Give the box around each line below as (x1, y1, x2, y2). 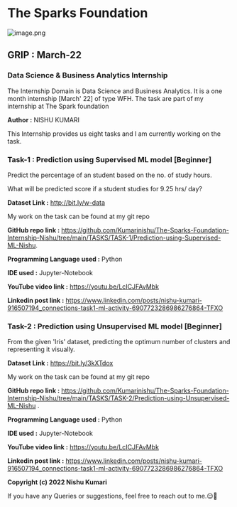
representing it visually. (7, 345, 76, 353)
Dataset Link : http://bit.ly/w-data (7, 198, 105, 207)
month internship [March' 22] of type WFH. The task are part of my (7, 94, 204, 102)
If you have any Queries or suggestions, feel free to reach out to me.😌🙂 (7, 492, 218, 501)
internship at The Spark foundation (7, 102, 109, 110)
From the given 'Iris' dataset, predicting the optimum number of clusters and (7, 338, 231, 346)
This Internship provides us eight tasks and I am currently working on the (7, 129, 221, 138)
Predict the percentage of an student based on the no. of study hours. (7, 171, 213, 179)
